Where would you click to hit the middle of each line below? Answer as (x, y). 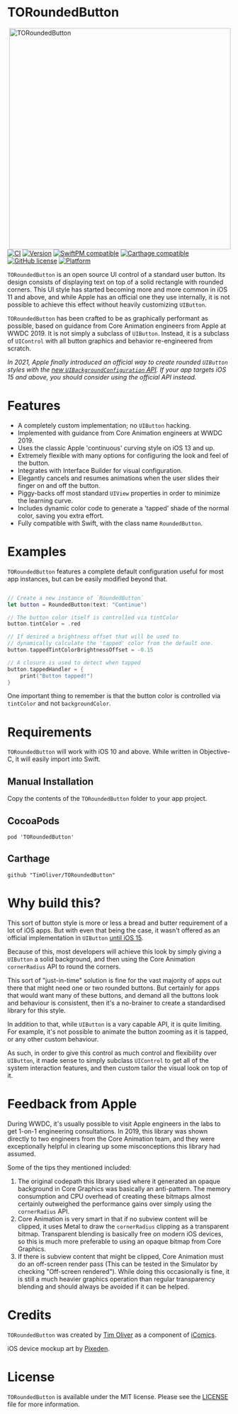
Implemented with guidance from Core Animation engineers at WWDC (120, 433)
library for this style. (36, 1010)
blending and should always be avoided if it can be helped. (103, 1287)
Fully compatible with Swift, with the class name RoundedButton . (110, 523)
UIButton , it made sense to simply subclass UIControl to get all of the (108, 1060)
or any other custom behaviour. (53, 1039)
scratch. (19, 348)
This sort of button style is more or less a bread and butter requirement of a (118, 923)
